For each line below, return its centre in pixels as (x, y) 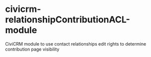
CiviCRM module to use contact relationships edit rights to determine (76, 44)
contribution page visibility (32, 49)
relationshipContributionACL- (68, 20)
